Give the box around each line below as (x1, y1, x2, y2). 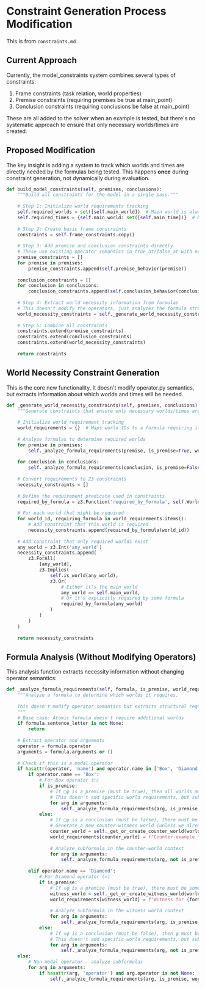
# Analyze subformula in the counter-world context (49, 845, 184, 851)
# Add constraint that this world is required (28, 521, 149, 528)
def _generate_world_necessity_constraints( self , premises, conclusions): (6, 402, 201, 409)
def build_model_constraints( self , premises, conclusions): (6, 186, 163, 192)
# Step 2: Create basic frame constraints (17, 226, 127, 232)
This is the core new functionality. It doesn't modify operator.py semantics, (6, 383, 195, 391)
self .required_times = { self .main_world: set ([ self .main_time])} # (17, 214, 195, 220)
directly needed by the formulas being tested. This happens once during (6, 168, 189, 175)
